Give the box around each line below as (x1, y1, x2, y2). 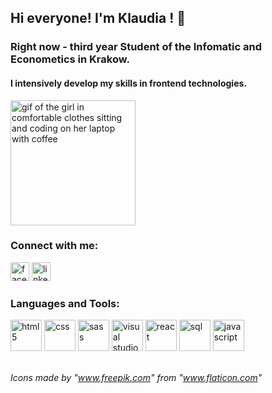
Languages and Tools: (10, 296, 120, 310)
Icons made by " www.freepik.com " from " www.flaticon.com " (10, 372, 263, 384)
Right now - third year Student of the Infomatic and (10, 40, 263, 54)
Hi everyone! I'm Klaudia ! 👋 (10, 10, 187, 27)
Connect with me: (10, 239, 99, 253)
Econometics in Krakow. (10, 52, 130, 66)
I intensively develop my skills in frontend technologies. (10, 77, 247, 89)
